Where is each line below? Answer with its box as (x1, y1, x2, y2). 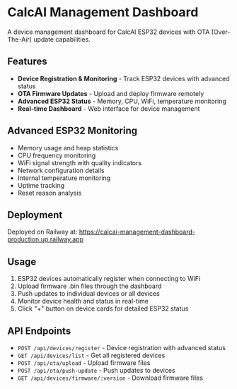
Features (7, 56, 47, 68)
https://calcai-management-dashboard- (79, 227, 196, 237)
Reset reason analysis (17, 188, 82, 197)
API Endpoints (7, 325, 71, 337)
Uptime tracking (17, 181, 65, 189)
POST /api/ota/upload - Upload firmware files (17, 359, 151, 367)
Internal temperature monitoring (17, 174, 111, 182)
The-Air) (7, 35, 32, 43)
